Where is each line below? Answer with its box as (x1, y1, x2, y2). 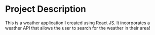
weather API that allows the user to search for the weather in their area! (5, 25, 151, 31)
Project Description (5, 3, 86, 15)
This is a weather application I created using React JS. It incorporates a (5, 20, 150, 26)
